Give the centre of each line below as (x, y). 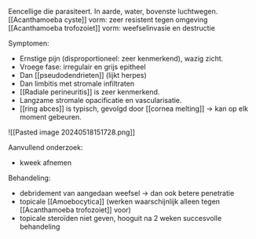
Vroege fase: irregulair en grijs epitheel (83, 67)
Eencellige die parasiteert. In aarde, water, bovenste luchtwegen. (113, 11)
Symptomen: (29, 43)
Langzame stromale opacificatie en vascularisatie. (101, 100)
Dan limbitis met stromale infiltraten (77, 83)
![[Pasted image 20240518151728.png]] (72, 132)
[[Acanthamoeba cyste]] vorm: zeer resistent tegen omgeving (108, 20)
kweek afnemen (46, 163)
